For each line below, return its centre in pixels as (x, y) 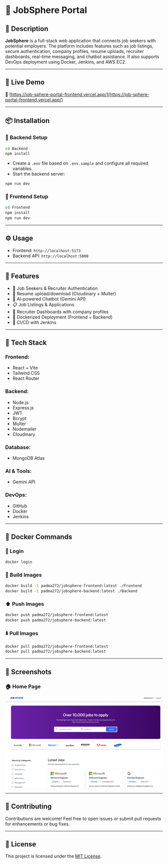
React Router (26, 378)
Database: (18, 447)
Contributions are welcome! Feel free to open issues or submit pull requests (83, 818)
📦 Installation (27, 121)
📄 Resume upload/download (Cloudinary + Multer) (64, 293)
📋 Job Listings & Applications (43, 304)
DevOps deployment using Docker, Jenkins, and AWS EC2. (66, 62)
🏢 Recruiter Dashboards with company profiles (60, 312)
